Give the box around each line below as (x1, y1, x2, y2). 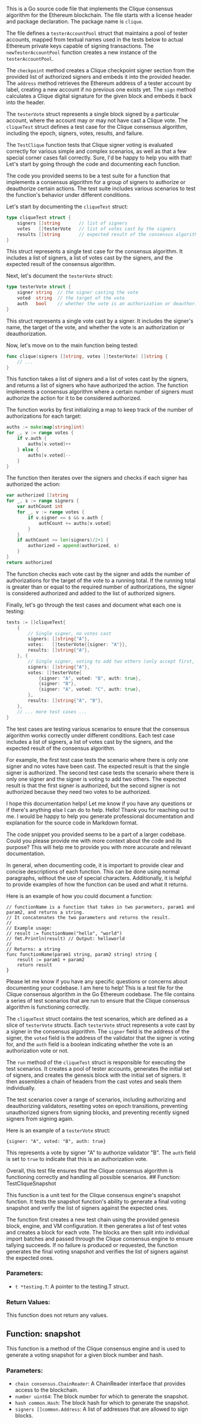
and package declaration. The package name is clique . (6, 18, 143, 25)
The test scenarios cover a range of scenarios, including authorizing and (6, 1095, 186, 1103)
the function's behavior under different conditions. (6, 191, 131, 198)
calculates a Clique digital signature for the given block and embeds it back (6, 93, 192, 99)
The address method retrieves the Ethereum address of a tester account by (6, 79, 192, 87)
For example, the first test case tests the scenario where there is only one (6, 756, 188, 763)
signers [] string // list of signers (17, 220, 128, 226)
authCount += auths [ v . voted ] (38, 520, 112, 526)
